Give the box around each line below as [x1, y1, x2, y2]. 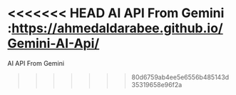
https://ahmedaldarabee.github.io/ [11, 20, 223, 36]
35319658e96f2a [131, 80, 183, 89]
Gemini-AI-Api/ [7, 36, 100, 51]
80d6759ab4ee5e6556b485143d [131, 73, 230, 81]
